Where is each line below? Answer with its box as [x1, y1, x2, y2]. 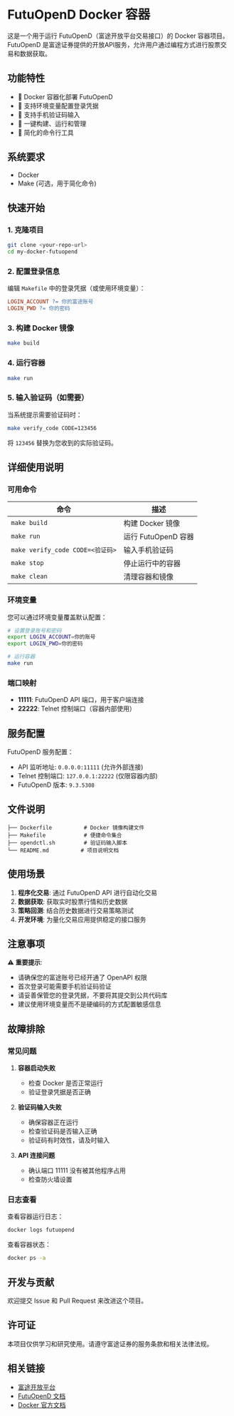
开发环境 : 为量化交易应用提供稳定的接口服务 [17, 915, 147, 924]
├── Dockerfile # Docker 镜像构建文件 [7, 824, 144, 831]
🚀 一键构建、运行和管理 [17, 119, 87, 128]
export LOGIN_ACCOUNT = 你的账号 [7, 633, 96, 641]
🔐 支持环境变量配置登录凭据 [17, 101, 99, 110]
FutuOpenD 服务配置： [7, 748, 74, 756]
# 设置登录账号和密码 [7, 627, 62, 634]
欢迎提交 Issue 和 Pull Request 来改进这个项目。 [7, 1296, 148, 1305]
